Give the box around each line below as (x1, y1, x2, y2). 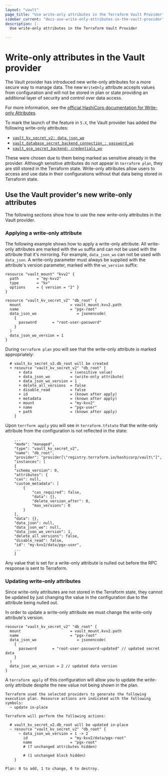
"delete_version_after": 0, (31, 498, 91, 504)
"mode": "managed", (14, 442, 55, 447)
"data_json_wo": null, (14, 525, 61, 530)
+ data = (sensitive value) (18, 370, 113, 375)
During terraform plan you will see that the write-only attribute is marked (5, 346, 156, 352)
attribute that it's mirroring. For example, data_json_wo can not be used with (5, 251, 161, 257)
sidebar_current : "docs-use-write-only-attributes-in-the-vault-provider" (5, 16, 164, 21)
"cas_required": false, (31, 490, 81, 495)
